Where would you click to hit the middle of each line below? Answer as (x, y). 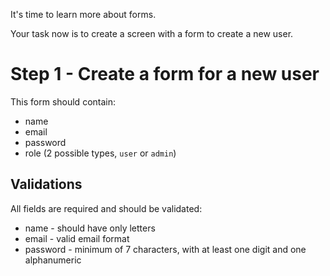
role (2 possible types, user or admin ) (100, 153)
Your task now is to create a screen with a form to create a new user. (152, 33)
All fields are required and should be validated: (106, 208)
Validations (46, 184)
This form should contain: (63, 101)
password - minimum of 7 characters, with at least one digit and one (165, 249)
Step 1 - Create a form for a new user (165, 74)
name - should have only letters (90, 228)
